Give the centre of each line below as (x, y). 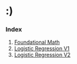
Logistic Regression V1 (42, 49)
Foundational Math (37, 42)
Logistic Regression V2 (42, 55)
